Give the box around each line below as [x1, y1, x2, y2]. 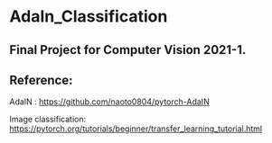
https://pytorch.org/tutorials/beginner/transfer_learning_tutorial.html [9, 123, 263, 134]
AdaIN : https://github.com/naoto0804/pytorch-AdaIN [9, 96, 210, 107]
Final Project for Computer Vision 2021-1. [9, 42, 247, 58]
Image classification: [9, 114, 87, 125]
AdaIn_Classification [9, 6, 168, 27]
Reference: [9, 72, 73, 87]
